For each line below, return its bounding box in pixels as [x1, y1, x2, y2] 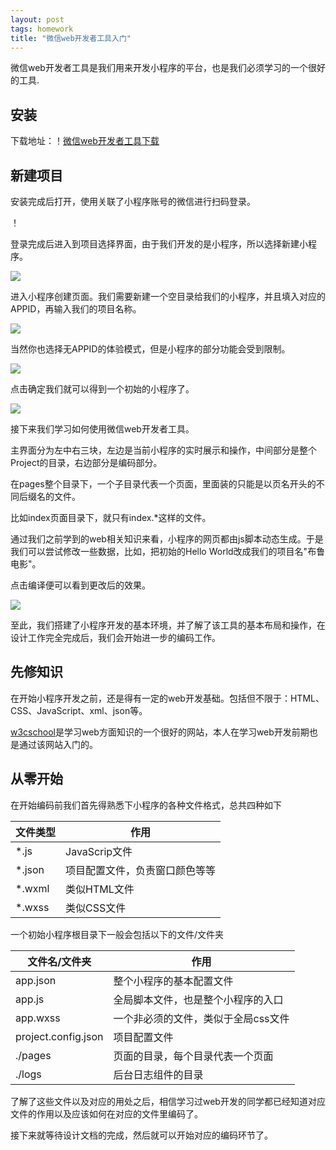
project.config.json [15, 1029, 104, 1043]
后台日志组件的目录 [113, 1067, 204, 1081]
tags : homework [10, 24, 74, 34]
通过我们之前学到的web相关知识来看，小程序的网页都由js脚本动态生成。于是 [10, 533, 324, 545]
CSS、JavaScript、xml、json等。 [10, 704, 148, 716]
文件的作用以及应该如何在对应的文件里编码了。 [10, 1107, 203, 1120]
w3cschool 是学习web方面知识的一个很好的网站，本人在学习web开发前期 [10, 726, 310, 738]
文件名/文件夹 [27, 954, 92, 968]
